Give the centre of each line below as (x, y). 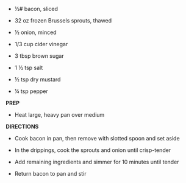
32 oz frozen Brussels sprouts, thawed (63, 20)
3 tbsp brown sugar (39, 56)
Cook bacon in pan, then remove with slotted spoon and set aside (97, 138)
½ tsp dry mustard (38, 79)
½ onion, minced (35, 32)
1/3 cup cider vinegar (41, 44)
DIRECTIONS (22, 126)
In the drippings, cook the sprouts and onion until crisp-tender (93, 150)
